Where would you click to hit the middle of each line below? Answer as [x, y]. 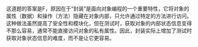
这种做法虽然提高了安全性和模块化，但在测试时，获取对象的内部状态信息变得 [99, 23]
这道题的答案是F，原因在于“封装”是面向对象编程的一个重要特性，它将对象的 [98, 9]
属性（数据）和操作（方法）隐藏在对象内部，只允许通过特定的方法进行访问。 [99, 16]
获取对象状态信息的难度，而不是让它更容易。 [60, 38]
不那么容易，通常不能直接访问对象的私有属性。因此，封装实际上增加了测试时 [99, 31]
